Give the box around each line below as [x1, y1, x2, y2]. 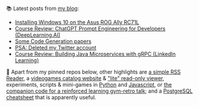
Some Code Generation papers [14, 38, 91, 45]
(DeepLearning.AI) [14, 32, 61, 38]
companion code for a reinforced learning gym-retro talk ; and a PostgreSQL [6, 87, 193, 94]
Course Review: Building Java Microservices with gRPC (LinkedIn [14, 50, 176, 57]
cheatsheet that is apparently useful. [6, 94, 97, 100]
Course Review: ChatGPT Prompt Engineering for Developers [14, 25, 166, 32]
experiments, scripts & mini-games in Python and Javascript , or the [6, 81, 172, 88]
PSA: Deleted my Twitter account [14, 44, 97, 51]
